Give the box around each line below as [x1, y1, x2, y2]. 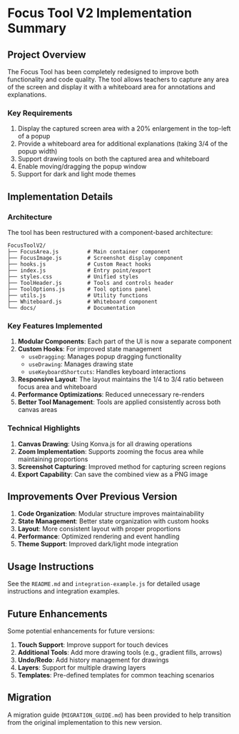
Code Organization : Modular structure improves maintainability [17, 509, 205, 518]
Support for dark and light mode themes [17, 170, 136, 179]
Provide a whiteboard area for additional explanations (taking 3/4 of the [17, 139, 228, 148]
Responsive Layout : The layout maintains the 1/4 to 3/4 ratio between [17, 375, 224, 383]
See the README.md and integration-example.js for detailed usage [7, 580, 201, 588]
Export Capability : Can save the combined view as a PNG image [17, 470, 208, 478]
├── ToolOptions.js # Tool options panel [7, 286, 152, 293]
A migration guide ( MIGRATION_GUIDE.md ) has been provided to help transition [7, 710, 231, 719]
